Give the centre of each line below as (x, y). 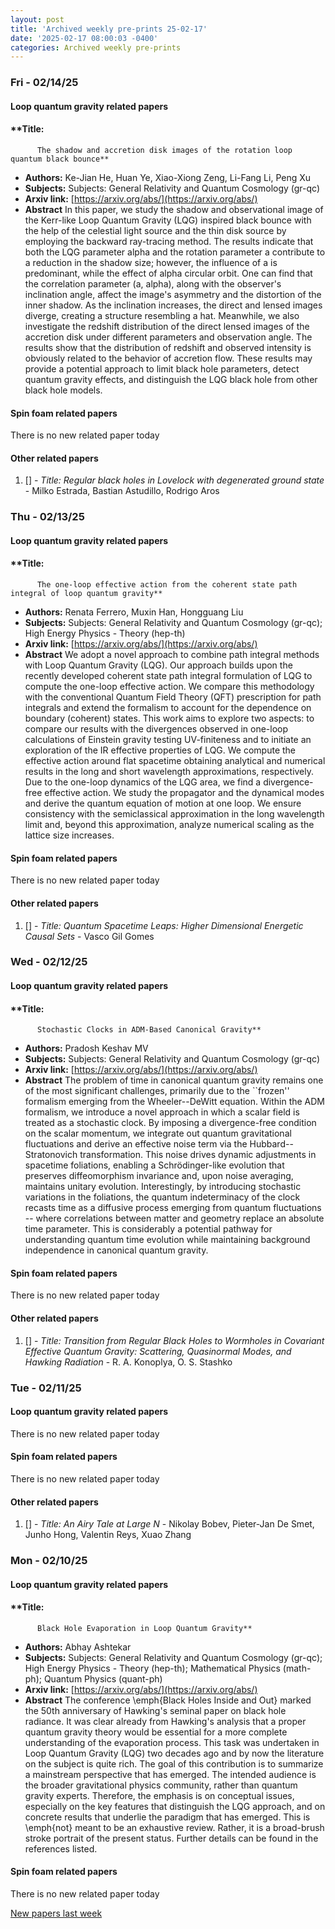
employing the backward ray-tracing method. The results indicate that (169, 241)
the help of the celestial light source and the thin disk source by (155, 230)
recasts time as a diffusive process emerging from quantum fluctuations (173, 1208)
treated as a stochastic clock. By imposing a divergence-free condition (170, 1123)
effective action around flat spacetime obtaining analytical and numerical (175, 761)
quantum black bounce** (60, 159)
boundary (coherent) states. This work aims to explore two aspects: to (169, 718)
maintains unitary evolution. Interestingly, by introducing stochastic (163, 1187)
